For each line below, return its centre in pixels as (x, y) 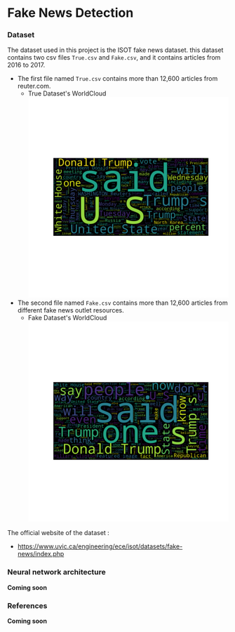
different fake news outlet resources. (70, 310)
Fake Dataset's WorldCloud (67, 317)
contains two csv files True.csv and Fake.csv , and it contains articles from (114, 58)
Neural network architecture (57, 572)
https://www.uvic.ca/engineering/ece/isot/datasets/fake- (100, 546)
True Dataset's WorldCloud (67, 93)
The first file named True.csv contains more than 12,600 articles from (117, 79)
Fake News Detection (70, 13)
